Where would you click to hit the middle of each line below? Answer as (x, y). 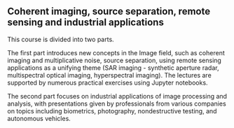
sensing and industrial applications (86, 23)
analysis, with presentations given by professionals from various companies (117, 104)
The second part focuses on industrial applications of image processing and (117, 96)
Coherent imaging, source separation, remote (109, 12)
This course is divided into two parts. (61, 39)
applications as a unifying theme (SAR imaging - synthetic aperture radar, (113, 67)
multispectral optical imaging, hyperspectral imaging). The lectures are (109, 75)
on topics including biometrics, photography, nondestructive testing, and (112, 111)
